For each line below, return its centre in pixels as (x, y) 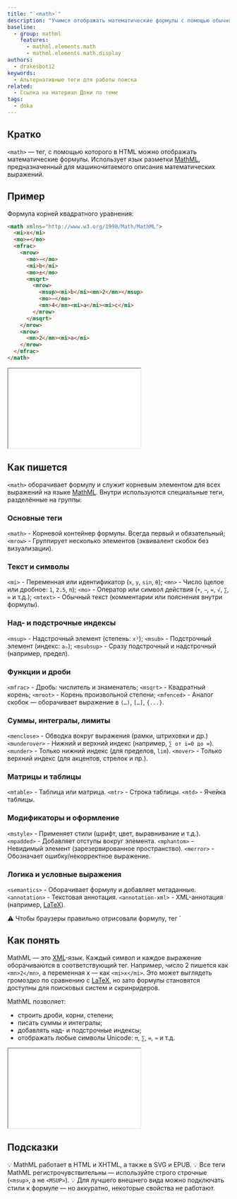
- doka (23, 106)
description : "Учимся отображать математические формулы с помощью (109, 21)
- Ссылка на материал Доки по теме (66, 93)
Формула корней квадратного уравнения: (71, 214)
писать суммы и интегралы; (60, 1022)
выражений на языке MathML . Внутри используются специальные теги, (116, 492)
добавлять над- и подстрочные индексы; (80, 1030)
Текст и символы (38, 567)
